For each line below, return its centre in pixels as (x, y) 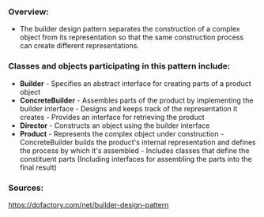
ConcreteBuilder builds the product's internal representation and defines (138, 142)
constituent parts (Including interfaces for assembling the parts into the (136, 159)
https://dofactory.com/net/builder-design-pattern (89, 204)
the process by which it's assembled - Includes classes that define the (134, 150)
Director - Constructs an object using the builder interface (115, 125)
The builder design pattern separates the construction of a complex (130, 29)
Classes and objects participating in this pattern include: (119, 66)
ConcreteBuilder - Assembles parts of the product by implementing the (136, 100)
